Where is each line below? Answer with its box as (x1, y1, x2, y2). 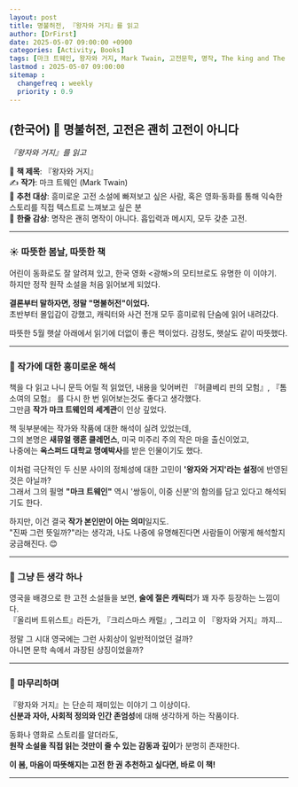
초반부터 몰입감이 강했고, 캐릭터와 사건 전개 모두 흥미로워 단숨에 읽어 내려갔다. (9, 308, 279, 319)
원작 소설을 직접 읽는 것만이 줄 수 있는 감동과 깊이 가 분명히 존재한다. (9, 740, 240, 751)
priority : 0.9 (17, 87, 74, 96)
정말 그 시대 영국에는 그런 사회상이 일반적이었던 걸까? (9, 634, 193, 644)
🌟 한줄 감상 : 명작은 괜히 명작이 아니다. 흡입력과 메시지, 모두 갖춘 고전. (9, 214, 247, 224)
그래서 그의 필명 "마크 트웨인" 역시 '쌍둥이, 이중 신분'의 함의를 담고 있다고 (9, 486, 263, 496)
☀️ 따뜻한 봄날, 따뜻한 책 (9, 245, 106, 258)
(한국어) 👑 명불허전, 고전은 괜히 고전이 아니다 (9, 121, 239, 137)
